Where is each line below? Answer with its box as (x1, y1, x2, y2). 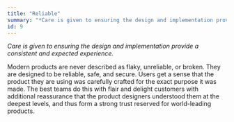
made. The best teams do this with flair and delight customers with (7, 85, 199, 94)
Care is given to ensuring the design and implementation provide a (7, 42, 199, 51)
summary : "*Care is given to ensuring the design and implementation (7, 17, 214, 24)
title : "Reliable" (7, 10, 61, 17)
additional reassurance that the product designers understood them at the (7, 92, 219, 101)
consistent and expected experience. (7, 49, 114, 58)
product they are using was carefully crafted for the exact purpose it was (7, 78, 217, 86)
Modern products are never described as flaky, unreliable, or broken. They (7, 63, 221, 71)
